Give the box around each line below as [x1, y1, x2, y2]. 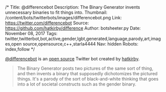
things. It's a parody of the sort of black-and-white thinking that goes [17, 76, 159, 82]
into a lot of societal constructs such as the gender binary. [17, 81, 136, 87]
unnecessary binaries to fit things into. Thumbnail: [5, 9, 108, 15]
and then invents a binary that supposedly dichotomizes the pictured [17, 71, 158, 76]
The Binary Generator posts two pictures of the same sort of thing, [17, 65, 154, 71]
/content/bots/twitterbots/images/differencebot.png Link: [5, 15, 122, 20]
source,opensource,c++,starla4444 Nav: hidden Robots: [22, 41, 139, 46]
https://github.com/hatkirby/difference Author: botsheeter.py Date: [5, 25, 141, 31]
